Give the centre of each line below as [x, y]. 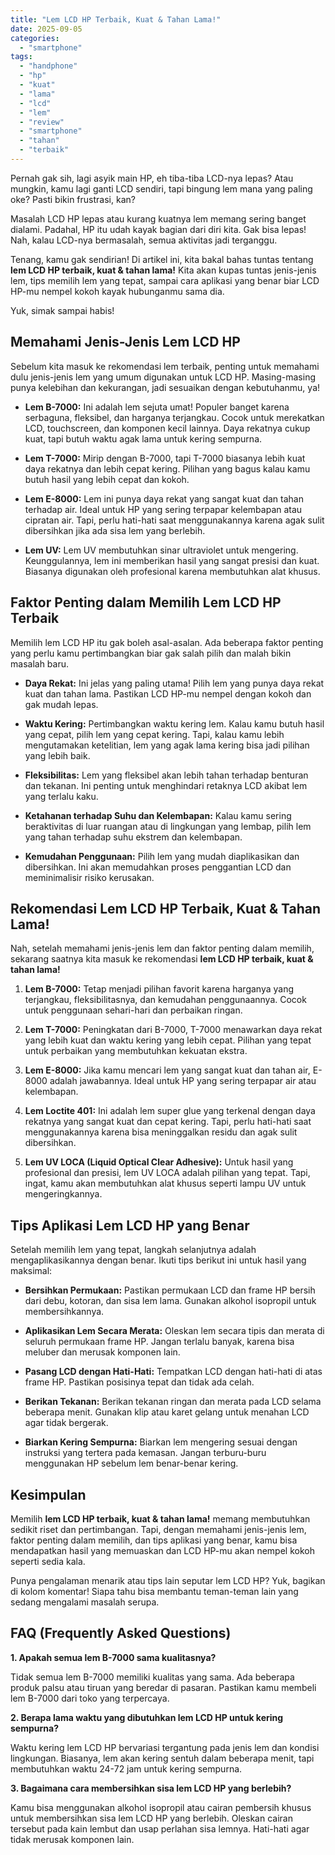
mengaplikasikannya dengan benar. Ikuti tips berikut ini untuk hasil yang [158, 1260]
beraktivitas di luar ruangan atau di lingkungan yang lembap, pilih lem [168, 826]
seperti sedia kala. [48, 1561]
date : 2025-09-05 [46, 29]
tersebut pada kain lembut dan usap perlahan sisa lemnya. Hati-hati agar [160, 1828]
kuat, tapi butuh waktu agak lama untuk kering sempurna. [143, 438]
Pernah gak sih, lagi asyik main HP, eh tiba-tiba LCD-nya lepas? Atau [152, 178]
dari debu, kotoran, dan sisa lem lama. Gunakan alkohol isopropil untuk [170, 1301]
